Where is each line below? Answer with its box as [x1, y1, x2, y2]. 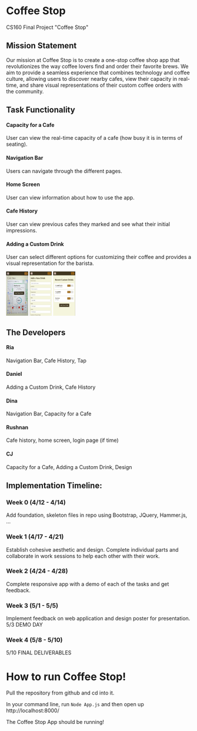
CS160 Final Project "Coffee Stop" [6, 24, 89, 31]
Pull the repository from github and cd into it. [6, 689, 115, 697]
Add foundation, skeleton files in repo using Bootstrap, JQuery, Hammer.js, [6, 512, 188, 519]
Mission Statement [6, 41, 77, 51]
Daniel [6, 371, 22, 378]
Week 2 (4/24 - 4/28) [6, 567, 68, 575]
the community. [6, 87, 44, 95]
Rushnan [6, 424, 29, 431]
